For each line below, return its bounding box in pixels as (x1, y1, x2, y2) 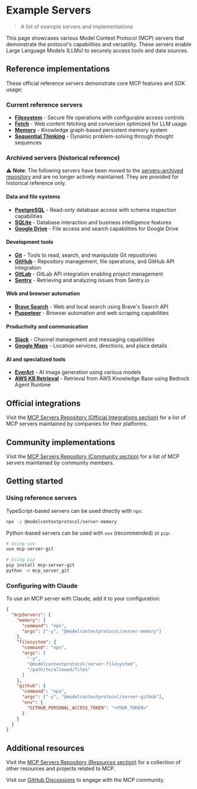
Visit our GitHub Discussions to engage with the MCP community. (6, 777, 165, 784)
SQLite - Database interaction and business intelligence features (14, 218, 172, 226)
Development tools (6, 238, 54, 246)
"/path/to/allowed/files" (27, 667, 91, 672)
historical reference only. (6, 180, 66, 187)
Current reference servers (6, 101, 83, 109)
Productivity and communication (6, 323, 88, 330)
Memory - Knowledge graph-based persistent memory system (14, 127, 168, 134)
